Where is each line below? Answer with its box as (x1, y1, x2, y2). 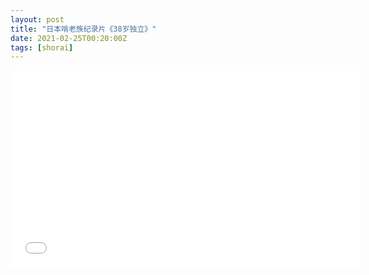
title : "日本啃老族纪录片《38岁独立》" (10, 24, 157, 34)
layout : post (10, 14, 65, 25)
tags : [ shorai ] (10, 42, 74, 53)
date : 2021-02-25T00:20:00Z (10, 33, 128, 43)
